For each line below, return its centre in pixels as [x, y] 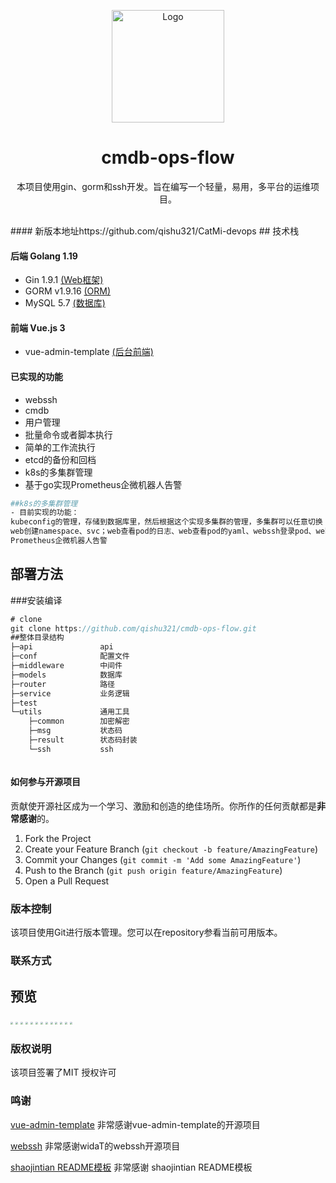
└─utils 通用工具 [70, 712]
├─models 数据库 [66, 675]
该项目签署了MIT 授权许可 [63, 1072]
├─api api [62, 647]
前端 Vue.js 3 [38, 327]
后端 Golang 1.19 [44, 256]
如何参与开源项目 [45, 782]
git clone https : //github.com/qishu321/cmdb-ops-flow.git [133, 628]
